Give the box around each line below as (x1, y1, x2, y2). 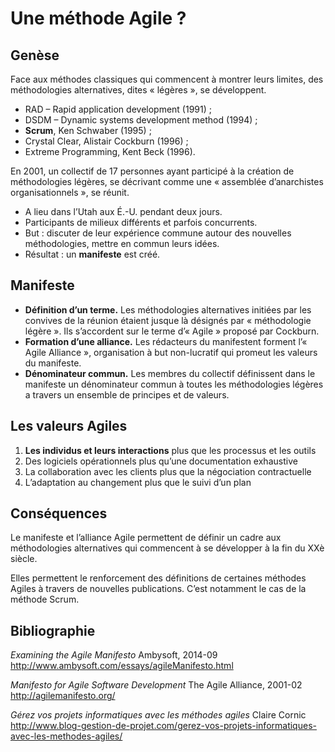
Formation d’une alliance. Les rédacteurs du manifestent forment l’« (24, 335, 308, 347)
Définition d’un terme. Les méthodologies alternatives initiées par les (24, 303, 312, 316)
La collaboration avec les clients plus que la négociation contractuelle (24, 465, 312, 477)
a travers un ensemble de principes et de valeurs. (24, 388, 230, 401)
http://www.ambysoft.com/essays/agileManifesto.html (10, 660, 234, 672)
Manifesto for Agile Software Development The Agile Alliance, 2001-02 (10, 679, 303, 691)
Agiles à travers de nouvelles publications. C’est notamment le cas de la (10, 583, 307, 595)
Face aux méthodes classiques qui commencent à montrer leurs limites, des (10, 73, 324, 85)
